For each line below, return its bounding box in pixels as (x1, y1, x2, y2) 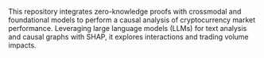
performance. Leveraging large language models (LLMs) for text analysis (8, 24, 247, 33)
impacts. (8, 41, 37, 50)
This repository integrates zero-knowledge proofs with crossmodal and (8, 7, 242, 16)
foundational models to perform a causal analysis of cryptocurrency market (8, 15, 256, 25)
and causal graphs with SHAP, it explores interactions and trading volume (8, 32, 249, 41)
